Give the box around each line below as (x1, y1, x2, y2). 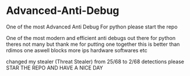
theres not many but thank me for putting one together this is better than (6, 41, 180, 48)
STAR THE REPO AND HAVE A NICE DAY (6, 64, 103, 71)
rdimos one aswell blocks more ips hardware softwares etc (6, 46, 147, 53)
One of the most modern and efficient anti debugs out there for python (6, 34, 176, 41)
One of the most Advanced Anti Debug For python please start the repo (6, 23, 178, 30)
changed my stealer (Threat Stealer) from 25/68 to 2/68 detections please (6, 58, 185, 65)
